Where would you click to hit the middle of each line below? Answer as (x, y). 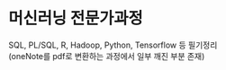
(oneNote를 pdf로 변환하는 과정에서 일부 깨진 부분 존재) (107, 56)
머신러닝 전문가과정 (76, 18)
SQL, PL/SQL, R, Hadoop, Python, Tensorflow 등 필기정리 (113, 45)
